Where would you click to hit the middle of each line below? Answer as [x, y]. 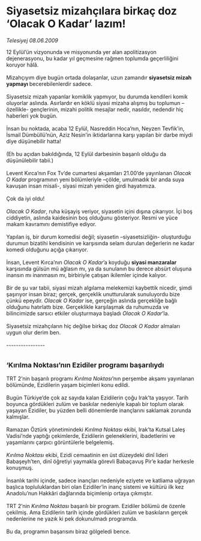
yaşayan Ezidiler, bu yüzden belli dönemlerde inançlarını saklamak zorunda [99, 410]
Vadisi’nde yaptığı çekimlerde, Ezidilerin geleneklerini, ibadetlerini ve [91, 435]
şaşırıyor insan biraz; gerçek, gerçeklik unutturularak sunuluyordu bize [93, 294]
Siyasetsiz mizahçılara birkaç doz [91, 11]
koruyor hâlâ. [22, 65]
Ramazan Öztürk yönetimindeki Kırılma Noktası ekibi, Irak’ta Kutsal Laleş [96, 429]
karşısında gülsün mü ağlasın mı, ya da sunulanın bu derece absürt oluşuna [99, 269]
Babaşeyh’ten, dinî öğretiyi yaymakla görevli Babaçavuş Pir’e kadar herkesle [100, 461]
